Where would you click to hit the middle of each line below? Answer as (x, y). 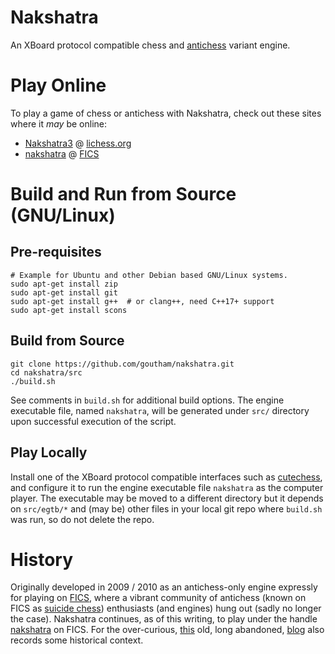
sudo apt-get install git (64, 292)
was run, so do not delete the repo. (82, 519)
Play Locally (49, 452)
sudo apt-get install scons (69, 310)
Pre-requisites (56, 252)
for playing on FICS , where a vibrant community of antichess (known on (158, 598)
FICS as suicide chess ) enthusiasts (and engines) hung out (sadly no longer (166, 608)
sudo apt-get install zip (64, 284)
